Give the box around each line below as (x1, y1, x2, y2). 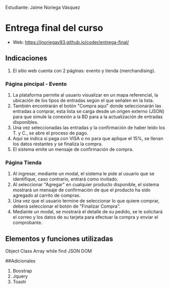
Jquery (12, 273, 28, 279)
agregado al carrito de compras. (12, 192, 81, 198)
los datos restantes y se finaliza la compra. (12, 141, 103, 147)
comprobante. (12, 219, 42, 226)
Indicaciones (5, 54, 47, 63)
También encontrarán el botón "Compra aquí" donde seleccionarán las (12, 103, 162, 109)
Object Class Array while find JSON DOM (5, 248, 92, 254)
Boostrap (12, 268, 32, 274)
